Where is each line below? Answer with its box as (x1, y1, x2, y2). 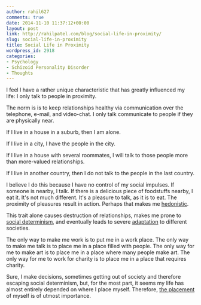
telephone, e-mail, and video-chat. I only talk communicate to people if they (6, 111, 193, 118)
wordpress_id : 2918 (6, 48, 55, 54)
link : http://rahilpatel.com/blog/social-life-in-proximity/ (6, 31, 162, 37)
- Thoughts (6, 70, 33, 76)
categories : (6, 53, 36, 59)
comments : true (6, 14, 44, 20)
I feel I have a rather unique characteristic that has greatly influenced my (6, 86, 185, 93)
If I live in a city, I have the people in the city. (6, 140, 115, 147)
